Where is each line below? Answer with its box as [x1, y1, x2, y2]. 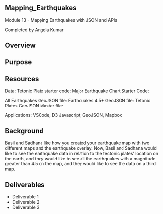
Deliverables [5, 180, 45, 189]
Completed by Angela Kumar [5, 27, 64, 33]
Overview [5, 41, 36, 50]
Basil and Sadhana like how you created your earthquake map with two [5, 140, 150, 146]
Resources [5, 74, 39, 83]
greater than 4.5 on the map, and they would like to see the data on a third [5, 161, 156, 167]
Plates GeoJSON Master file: [5, 103, 63, 108]
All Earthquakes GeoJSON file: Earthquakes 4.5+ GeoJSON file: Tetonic [5, 98, 151, 104]
